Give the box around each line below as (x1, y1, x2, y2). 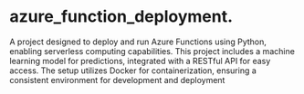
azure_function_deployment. (9, 6, 234, 27)
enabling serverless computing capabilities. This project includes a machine (9, 45, 295, 56)
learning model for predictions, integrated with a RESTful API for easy (9, 55, 271, 66)
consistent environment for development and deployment (9, 74, 225, 85)
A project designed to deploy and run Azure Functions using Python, (9, 36, 267, 47)
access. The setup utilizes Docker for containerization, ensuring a (9, 65, 257, 76)
